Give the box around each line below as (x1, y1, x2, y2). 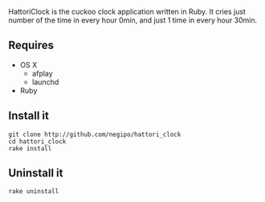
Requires (8, 39, 55, 52)
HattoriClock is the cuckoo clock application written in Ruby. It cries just (8, 7, 247, 16)
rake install (8, 144, 52, 152)
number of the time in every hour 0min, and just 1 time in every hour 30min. (8, 15, 258, 25)
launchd (31, 76, 59, 87)
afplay (31, 68, 54, 78)
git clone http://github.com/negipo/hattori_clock (8, 130, 181, 138)
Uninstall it (8, 167, 63, 180)
